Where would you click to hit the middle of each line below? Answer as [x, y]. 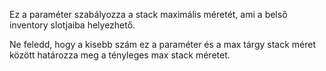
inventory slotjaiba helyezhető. [72, 25]
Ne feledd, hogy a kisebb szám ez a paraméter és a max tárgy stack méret [163, 44]
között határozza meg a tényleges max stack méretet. [120, 55]
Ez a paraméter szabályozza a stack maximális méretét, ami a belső [148, 14]
